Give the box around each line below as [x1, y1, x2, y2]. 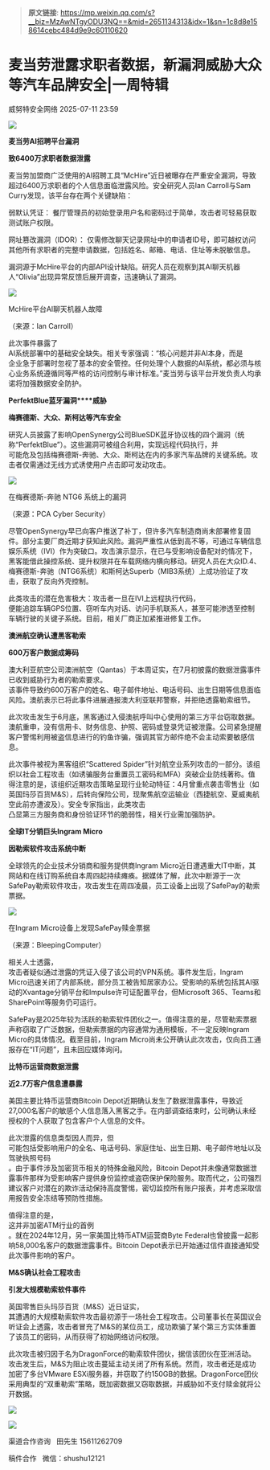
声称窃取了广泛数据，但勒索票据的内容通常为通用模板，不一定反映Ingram [8, 1024, 251, 1034]
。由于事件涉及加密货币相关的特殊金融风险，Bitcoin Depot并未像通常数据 [8, 1163, 251, 1173]
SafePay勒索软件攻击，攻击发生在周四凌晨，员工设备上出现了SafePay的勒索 [8, 880, 260, 891]
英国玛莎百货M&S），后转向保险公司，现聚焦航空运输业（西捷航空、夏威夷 [8, 789, 253, 799]
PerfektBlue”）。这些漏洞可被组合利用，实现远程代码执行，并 [18, 440, 219, 449]
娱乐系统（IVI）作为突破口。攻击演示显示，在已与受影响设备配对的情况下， [8, 546, 257, 555]
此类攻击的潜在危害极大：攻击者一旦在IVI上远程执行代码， [8, 593, 201, 603]
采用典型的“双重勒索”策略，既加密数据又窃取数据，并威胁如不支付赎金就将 [8, 1378, 255, 1389]
